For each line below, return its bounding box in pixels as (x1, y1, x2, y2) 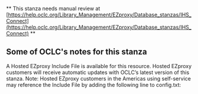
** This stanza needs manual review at (6, 5, 100, 12)
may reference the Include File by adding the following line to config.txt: (6, 81, 181, 88)
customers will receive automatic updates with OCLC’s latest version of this (6, 69, 190, 76)
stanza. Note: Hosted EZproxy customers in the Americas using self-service (6, 75, 191, 82)
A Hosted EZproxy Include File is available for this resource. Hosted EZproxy (6, 62, 192, 69)
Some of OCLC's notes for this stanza (6, 47, 147, 57)
